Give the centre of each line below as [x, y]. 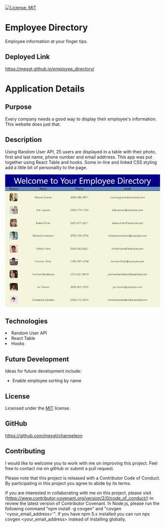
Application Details [45, 89]
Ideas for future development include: [43, 371]
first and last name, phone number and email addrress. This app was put [79, 157]
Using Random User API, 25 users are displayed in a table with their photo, [81, 151]
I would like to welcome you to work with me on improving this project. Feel [81, 463]
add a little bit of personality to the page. [46, 167]
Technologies [27, 321]
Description [23, 140]
